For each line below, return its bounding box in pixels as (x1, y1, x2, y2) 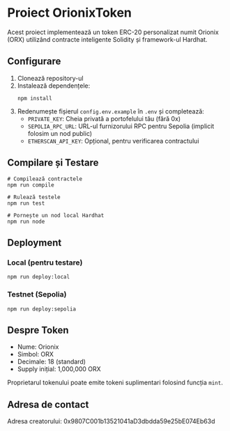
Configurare (7, 56, 61, 68)
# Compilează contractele (7, 175, 82, 182)
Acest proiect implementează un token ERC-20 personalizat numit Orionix (7, 28, 220, 36)
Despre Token (7, 324, 69, 336)
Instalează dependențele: (17, 81, 91, 90)
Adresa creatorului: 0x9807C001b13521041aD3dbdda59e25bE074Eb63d (7, 417, 215, 425)
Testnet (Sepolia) (7, 290, 67, 299)
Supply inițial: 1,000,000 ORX (17, 365, 101, 373)
